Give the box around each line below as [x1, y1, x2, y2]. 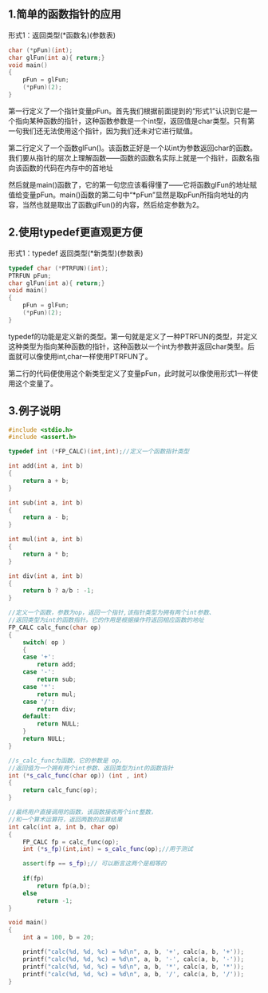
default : [22, 713, 52, 721]
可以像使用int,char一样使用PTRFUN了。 [22, 351, 152, 361]
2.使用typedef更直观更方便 [8, 226, 143, 239]
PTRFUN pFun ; [8, 271, 52, 279]
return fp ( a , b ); [37, 881, 91, 890]
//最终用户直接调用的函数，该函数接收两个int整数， [8, 809, 157, 817]
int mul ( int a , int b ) [8, 536, 84, 544]
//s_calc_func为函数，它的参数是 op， [8, 757, 125, 765]
